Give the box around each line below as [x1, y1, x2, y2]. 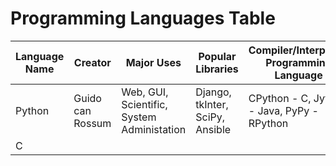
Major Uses [125, 55, 182, 69]
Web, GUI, [121, 85, 169, 99]
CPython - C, [248, 91, 312, 105]
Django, [195, 85, 232, 99]
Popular [198, 49, 237, 63]
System [121, 110, 157, 124]
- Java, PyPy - [248, 103, 319, 117]
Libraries [195, 62, 239, 76]
